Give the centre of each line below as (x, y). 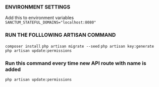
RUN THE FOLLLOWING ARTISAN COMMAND (61, 35)
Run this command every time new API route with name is (76, 63)
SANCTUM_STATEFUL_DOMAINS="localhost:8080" (51, 23)
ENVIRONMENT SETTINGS (38, 7)
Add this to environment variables (40, 18)
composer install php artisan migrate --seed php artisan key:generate (80, 46)
